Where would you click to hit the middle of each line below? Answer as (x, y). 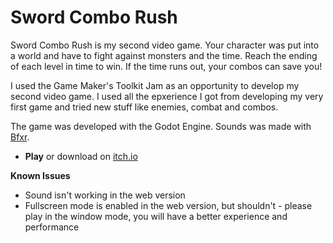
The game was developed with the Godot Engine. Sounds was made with (161, 126)
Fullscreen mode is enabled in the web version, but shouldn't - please (168, 205)
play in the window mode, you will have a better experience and (156, 216)
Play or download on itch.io (81, 156)
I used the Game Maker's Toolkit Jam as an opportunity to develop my (155, 85)
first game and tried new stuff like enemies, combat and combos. (144, 107)
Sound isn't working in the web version (105, 195)
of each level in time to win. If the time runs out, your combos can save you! (166, 66)
